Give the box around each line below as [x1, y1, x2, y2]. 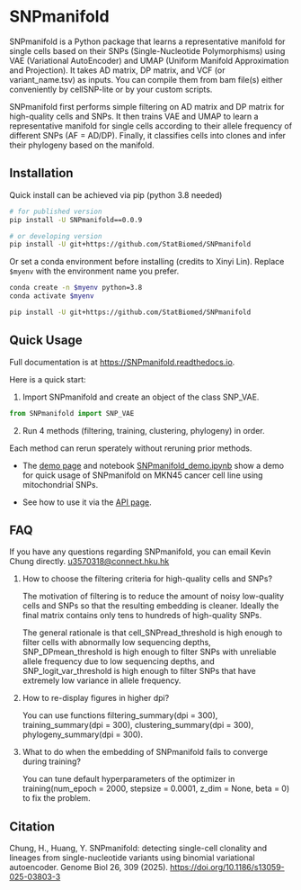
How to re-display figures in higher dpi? [22, 693, 170, 704]
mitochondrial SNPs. [22, 479, 99, 490]
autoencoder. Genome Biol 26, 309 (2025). [9, 862, 169, 873]
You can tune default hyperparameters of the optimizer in [22, 774, 235, 785]
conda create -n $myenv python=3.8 [9, 283, 143, 292]
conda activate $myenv [9, 292, 94, 301]
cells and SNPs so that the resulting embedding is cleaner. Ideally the [22, 600, 279, 611]
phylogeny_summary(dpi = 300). [22, 729, 144, 740]
